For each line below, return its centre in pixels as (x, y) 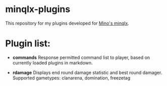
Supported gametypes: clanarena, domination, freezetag (71, 78)
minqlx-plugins (38, 9)
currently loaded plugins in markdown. (52, 63)
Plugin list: (28, 44)
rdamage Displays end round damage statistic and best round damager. (87, 72)
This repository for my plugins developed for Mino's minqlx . (67, 23)
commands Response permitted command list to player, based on (81, 57)
